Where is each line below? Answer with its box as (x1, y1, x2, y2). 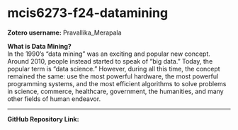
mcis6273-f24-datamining (7, 5, 169, 21)
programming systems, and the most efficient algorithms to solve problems (7, 79, 227, 88)
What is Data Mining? (7, 42, 72, 50)
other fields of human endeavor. (7, 94, 101, 103)
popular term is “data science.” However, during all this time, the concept (7, 64, 221, 73)
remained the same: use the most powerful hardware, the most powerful (7, 72, 219, 81)
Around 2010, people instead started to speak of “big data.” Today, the (7, 57, 213, 65)
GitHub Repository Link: (7, 114, 79, 123)
